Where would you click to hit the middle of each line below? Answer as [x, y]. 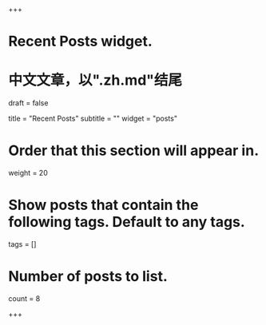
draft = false [28, 103]
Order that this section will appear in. [134, 151]
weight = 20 [28, 173]
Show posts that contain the [103, 205]
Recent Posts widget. [81, 42]
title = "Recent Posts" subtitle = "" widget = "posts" [93, 119]
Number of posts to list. [88, 277]
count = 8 [24, 298]
